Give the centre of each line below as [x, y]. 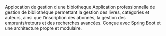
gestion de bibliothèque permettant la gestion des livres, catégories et [77, 12]
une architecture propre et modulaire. [44, 28]
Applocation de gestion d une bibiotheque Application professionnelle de [80, 7]
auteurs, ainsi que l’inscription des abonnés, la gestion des [65, 18]
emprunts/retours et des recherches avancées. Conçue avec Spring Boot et [83, 23]
